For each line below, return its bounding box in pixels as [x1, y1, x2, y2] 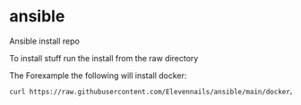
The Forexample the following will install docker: [9, 69, 187, 81]
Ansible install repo [9, 36, 81, 46]
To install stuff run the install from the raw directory [9, 52, 199, 63]
